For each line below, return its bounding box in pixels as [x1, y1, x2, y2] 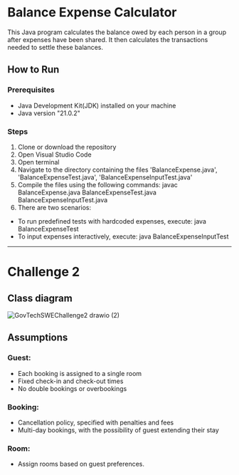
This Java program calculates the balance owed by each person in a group [7, 28, 226, 36]
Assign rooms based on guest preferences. [17, 460, 144, 469]
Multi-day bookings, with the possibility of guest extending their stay [17, 425, 219, 434]
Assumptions [7, 332, 68, 344]
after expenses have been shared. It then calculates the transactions [7, 35, 208, 43]
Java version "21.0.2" [17, 108, 80, 118]
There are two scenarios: [17, 203, 92, 212]
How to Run [7, 63, 60, 75]
